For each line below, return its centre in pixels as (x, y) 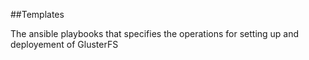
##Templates (37, 14)
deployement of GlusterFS (64, 44)
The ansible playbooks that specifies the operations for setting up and (155, 33)
